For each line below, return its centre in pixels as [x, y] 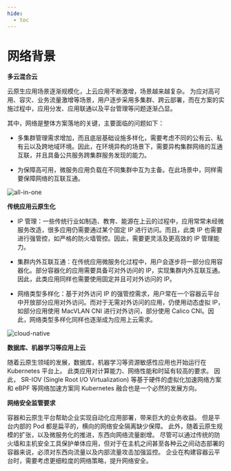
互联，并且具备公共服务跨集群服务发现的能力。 [83, 155]
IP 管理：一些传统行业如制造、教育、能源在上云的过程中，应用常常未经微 [120, 221]
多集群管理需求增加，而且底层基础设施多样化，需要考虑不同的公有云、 [117, 138]
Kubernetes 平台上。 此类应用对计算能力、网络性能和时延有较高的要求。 [110, 371]
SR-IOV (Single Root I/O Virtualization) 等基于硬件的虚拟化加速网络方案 [121, 380]
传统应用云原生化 [31, 206]
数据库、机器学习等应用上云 [47, 348]
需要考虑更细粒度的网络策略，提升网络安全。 [89, 461]
